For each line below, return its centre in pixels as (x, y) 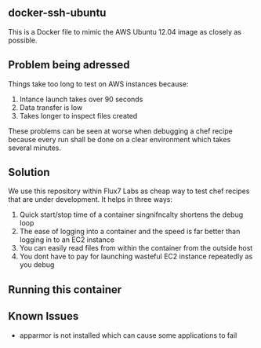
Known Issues (43, 316)
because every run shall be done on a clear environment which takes (120, 139)
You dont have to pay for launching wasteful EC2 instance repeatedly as (136, 256)
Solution (29, 172)
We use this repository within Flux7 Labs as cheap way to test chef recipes (129, 191)
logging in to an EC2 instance (67, 240)
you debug (37, 265)
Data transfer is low (51, 107)
